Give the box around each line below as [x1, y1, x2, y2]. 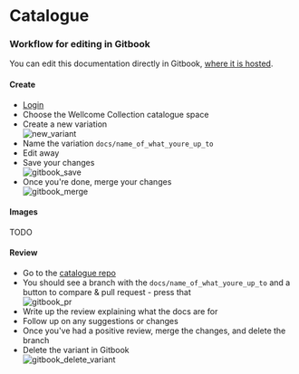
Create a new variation [22, 119, 108, 129]
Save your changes [22, 157, 95, 168]
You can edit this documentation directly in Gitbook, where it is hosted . [9, 58, 274, 69]
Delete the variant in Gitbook [22, 345, 130, 356]
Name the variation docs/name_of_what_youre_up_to [22, 138, 215, 149]
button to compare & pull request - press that [22, 287, 192, 298]
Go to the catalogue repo [22, 268, 116, 279]
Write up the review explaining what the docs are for [22, 306, 218, 317]
